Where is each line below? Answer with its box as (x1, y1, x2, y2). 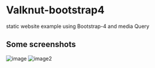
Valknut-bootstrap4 (6, 3, 105, 17)
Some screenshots (6, 40, 76, 49)
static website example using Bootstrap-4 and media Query (6, 23, 150, 30)
